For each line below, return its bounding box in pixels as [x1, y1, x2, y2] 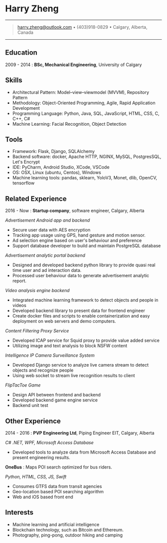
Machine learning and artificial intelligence [12, 521, 99, 527]
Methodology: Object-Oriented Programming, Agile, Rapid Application [12, 100, 156, 106]
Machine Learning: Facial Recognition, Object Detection [12, 121, 127, 127]
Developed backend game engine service [12, 397, 98, 403]
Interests [5, 508, 34, 517]
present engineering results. [12, 455, 71, 460]
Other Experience [5, 417, 61, 425]
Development [12, 105, 40, 111]
